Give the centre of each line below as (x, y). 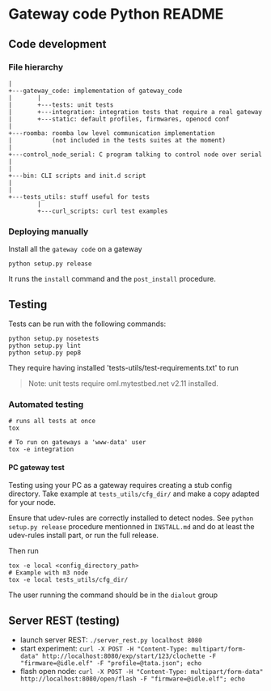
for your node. (32, 502)
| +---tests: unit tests (61, 105)
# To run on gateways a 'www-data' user (78, 443)
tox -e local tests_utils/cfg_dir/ (68, 580)
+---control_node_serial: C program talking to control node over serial (135, 155)
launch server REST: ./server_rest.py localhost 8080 (111, 640)
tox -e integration (41, 450)
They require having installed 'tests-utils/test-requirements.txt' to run (123, 367)
